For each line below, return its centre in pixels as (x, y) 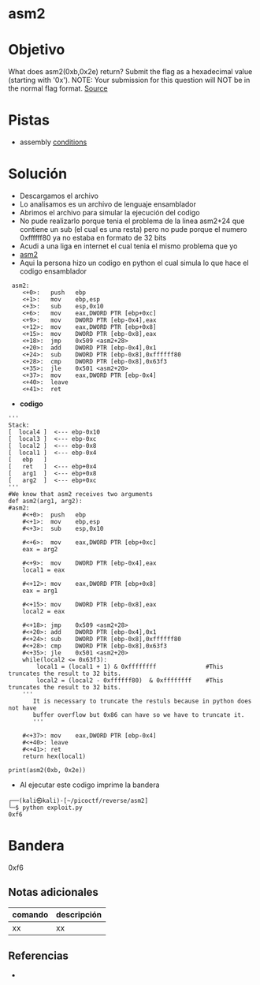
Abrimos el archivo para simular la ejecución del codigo (110, 213)
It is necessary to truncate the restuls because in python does (142, 701)
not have (22, 708)
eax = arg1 (40, 591)
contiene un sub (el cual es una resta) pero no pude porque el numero (133, 229)
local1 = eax (44, 570)
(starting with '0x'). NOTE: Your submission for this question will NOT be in (129, 80)
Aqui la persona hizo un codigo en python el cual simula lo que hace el (134, 263)
